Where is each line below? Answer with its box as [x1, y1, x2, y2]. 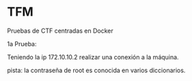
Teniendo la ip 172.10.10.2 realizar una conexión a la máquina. [7, 52, 179, 61]
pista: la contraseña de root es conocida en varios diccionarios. [7, 66, 186, 74]
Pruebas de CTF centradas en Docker [7, 27, 114, 35]
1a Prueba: [7, 39, 37, 48]
